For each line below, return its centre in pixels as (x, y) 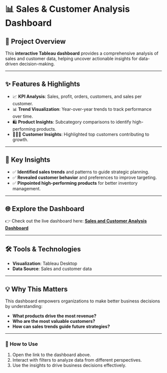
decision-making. (37, 64)
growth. (20, 140)
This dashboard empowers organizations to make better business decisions (83, 301)
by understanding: (24, 306)
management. (27, 188)
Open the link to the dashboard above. (51, 355)
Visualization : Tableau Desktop (45, 264)
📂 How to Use (22, 344)
